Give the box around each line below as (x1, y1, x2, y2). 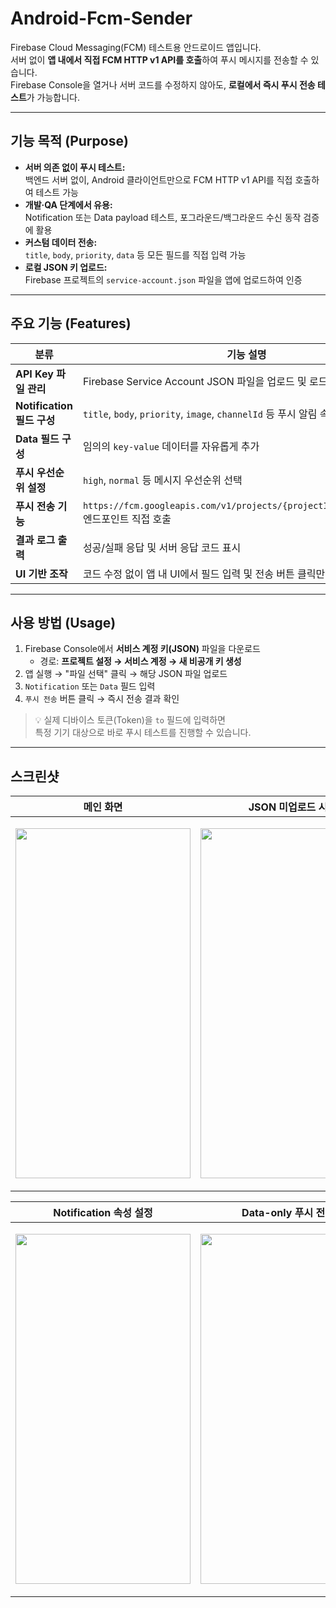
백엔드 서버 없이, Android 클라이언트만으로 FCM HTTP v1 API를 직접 (24, 173, 293, 186)
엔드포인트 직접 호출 (82, 512, 172, 526)
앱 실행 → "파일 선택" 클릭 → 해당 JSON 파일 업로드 (24, 668, 228, 680)
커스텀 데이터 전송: (24, 236, 98, 248)
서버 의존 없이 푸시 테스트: (24, 161, 126, 173)
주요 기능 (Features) (10, 315, 132, 332)
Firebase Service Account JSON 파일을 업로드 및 (82, 374, 307, 388)
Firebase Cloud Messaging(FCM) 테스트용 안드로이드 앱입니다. (10, 41, 262, 53)
